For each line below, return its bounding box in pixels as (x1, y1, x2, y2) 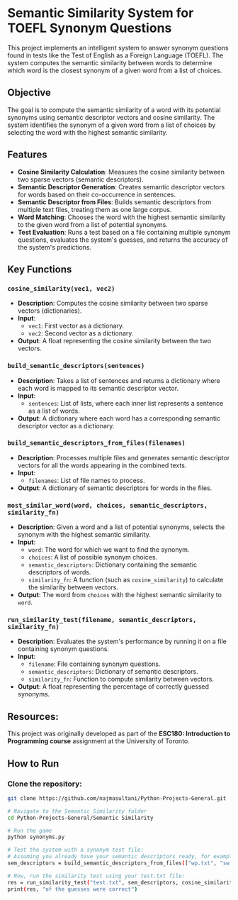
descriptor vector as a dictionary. (17, 421, 115, 430)
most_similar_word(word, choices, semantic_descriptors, (7, 501, 208, 509)
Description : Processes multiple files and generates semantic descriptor (17, 453, 230, 462)
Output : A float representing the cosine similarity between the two (17, 337, 211, 345)
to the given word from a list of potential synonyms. (17, 220, 168, 228)
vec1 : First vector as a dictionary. (28, 321, 125, 330)
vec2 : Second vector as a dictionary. (28, 329, 134, 338)
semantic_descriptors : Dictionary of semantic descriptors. (28, 667, 198, 676)
